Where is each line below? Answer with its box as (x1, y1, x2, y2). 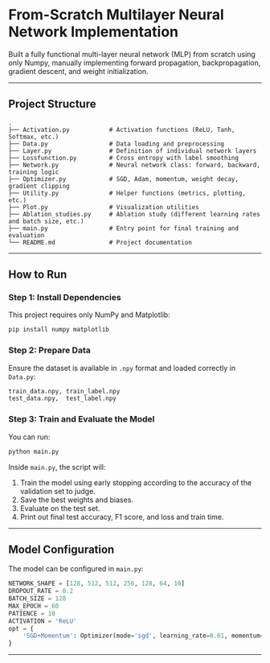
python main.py (8, 447, 59, 455)
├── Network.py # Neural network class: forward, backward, (8, 161, 261, 169)
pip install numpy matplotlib (8, 326, 110, 334)
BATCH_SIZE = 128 (8, 595, 67, 603)
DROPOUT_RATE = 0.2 (8, 587, 74, 595)
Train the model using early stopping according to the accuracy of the (19, 477, 252, 488)
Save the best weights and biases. (19, 495, 134, 504)
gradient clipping (8, 182, 70, 190)
